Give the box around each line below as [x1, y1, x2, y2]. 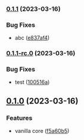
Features [6, 114, 33, 122]
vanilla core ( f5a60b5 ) [14, 127, 70, 135]
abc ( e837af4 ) [14, 35, 50, 42]
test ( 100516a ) [14, 79, 50, 86]
